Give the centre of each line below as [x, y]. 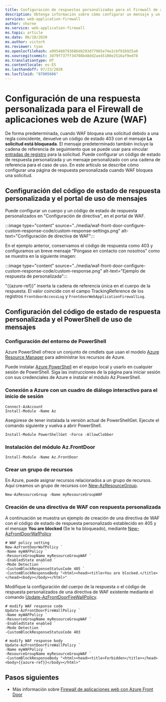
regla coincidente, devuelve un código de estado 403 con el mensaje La [79, 139]
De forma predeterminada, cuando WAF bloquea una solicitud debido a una [82, 133]
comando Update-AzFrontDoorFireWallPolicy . [51, 597]
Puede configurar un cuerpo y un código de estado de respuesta [71, 210]
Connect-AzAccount [24, 407]
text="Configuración [26, 236]
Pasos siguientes [32, 678]
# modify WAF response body [34, 641]
